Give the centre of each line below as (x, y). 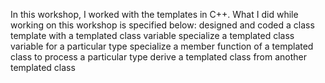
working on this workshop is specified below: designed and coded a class (162, 25)
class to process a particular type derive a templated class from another (159, 57)
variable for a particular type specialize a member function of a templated (162, 46)
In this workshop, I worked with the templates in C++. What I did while (154, 14)
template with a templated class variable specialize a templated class (152, 35)
